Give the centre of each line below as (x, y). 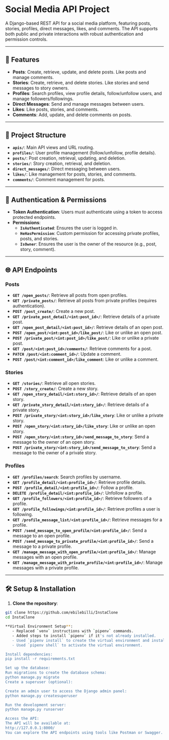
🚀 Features (22, 60)
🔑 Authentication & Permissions (56, 200)
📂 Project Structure (36, 135)
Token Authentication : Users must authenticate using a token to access (87, 212)
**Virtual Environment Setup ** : (39, 627)
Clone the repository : (35, 603)
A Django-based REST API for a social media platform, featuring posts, (78, 23)
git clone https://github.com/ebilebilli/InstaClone (62, 613)
